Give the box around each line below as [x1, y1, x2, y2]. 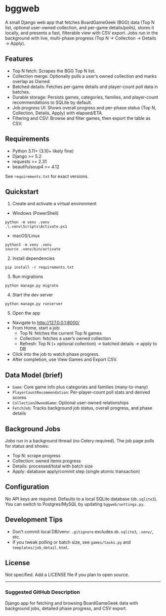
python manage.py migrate [5, 283, 58, 288]
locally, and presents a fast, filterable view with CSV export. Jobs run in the [5, 30, 158, 36]
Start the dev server [12, 292, 53, 298]
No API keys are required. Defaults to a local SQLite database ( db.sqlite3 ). [5, 496, 158, 502]
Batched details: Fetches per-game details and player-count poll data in [12, 84, 158, 90]
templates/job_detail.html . [12, 544, 69, 550]
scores [12, 394, 27, 401]
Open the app [12, 310, 41, 316]
